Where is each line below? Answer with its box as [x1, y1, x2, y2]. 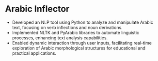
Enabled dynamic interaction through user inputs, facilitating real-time [12, 40, 152, 46]
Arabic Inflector [5, 3, 70, 15]
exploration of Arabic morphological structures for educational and [12, 45, 145, 51]
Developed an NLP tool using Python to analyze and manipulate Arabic [12, 19, 154, 25]
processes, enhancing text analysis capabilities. [12, 35, 108, 41]
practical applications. [12, 50, 57, 56]
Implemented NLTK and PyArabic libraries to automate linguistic [12, 30, 140, 35]
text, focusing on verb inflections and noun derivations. [12, 24, 123, 30]
